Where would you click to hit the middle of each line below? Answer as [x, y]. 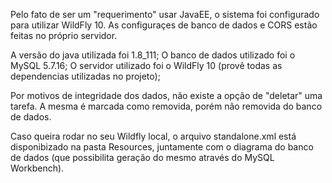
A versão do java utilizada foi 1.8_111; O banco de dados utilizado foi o [153, 55]
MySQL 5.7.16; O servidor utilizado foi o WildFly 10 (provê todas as [146, 65]
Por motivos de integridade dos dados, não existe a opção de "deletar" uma [166, 95]
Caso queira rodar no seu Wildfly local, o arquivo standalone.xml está [153, 136]
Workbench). [37, 168]
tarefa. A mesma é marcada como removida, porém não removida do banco [166, 106]
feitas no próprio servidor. [64, 35]
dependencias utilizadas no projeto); [85, 76]
